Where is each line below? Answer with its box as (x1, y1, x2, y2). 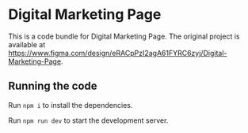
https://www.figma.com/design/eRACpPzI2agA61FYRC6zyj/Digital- (8, 48, 227, 57)
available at (8, 39, 46, 49)
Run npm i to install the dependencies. (8, 100, 133, 109)
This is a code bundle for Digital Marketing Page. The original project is (8, 31, 240, 41)
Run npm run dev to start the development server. (8, 116, 169, 125)
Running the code (8, 79, 97, 93)
